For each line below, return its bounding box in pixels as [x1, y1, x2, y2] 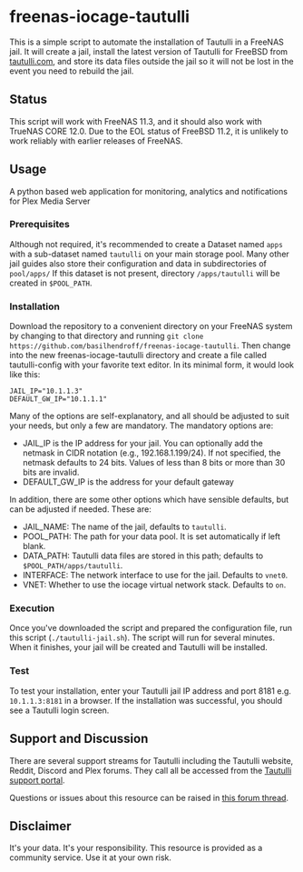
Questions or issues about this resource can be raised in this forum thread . [9, 792, 288, 803]
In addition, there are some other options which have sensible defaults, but [9, 494, 289, 506]
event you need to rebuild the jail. [9, 65, 134, 76]
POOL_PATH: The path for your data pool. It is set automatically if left [22, 531, 281, 542]
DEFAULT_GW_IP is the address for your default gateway [22, 476, 234, 487]
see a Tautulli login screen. [9, 705, 110, 716]
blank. [22, 541, 46, 552]
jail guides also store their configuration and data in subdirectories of [9, 257, 268, 269]
